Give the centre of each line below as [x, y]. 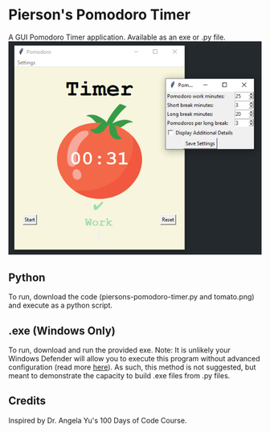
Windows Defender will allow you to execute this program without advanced [134, 358]
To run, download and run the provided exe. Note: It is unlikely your [120, 350]
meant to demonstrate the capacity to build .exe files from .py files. [119, 375]
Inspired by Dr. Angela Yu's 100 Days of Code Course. [98, 420]
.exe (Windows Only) [62, 330]
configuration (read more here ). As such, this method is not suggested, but [132, 367]
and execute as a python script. [60, 305]
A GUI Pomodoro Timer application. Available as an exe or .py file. [117, 37]
